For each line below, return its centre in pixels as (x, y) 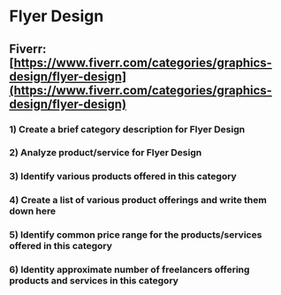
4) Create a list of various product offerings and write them (138, 200)
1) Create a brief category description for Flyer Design (127, 129)
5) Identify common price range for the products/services (136, 235)
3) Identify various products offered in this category (123, 177)
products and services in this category (94, 281)
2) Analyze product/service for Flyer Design (106, 153)
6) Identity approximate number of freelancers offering (129, 269)
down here (33, 211)
